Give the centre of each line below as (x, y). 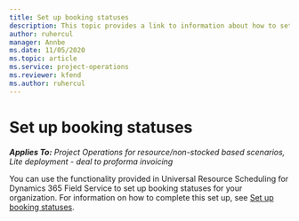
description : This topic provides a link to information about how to (143, 26)
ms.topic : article (43, 59)
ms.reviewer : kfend (45, 75)
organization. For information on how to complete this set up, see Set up (141, 197)
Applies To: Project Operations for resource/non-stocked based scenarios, (147, 152)
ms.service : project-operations (69, 67)
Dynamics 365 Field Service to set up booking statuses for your (126, 188)
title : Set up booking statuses (69, 17)
